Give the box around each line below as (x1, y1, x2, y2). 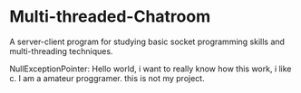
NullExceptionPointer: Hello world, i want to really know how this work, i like (9, 63, 292, 74)
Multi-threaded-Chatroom (9, 6, 211, 27)
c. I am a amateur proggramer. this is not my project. (9, 72, 206, 83)
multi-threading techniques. (9, 45, 113, 56)
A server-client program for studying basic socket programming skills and (9, 36, 286, 47)
